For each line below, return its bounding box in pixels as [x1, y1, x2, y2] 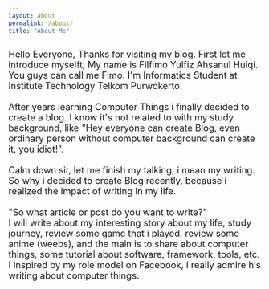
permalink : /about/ [8, 19, 74, 27]
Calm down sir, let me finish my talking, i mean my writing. [8, 165, 255, 177]
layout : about [8, 11, 56, 20]
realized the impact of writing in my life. [8, 185, 177, 197]
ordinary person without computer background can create [8, 133, 255, 144]
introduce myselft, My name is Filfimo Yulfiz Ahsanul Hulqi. [8, 59, 259, 71]
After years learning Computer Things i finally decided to [8, 101, 251, 113]
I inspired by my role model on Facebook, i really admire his [8, 259, 261, 271]
